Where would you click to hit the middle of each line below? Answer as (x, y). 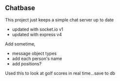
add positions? (27, 63)
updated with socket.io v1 (38, 29)
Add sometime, (20, 44)
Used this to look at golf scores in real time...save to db (60, 73)
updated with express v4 (37, 34)
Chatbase (20, 8)
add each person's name (37, 59)
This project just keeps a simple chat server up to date (60, 20)
